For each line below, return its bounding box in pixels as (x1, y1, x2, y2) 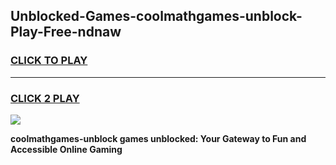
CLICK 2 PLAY (10, 91, 80, 105)
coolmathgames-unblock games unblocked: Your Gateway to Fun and (10, 132, 307, 144)
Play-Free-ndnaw (10, 24, 122, 41)
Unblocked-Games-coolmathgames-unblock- (10, 8, 303, 25)
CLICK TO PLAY (10, 54, 88, 68)
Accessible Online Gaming (10, 143, 123, 155)
